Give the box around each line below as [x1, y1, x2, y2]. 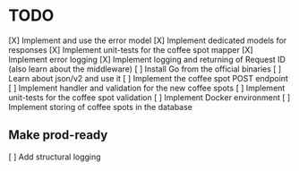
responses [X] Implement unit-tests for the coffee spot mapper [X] [8, 44, 253, 55]
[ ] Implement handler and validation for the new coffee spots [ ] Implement [8, 82, 286, 93]
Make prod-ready [8, 127, 108, 143]
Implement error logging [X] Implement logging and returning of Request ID [8, 54, 286, 64]
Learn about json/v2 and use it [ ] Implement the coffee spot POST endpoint [8, 73, 288, 83]
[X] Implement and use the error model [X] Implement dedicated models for [8, 35, 287, 46]
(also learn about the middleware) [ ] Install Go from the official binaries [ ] [8, 64, 282, 74]
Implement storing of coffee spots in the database [8, 101, 193, 112]
